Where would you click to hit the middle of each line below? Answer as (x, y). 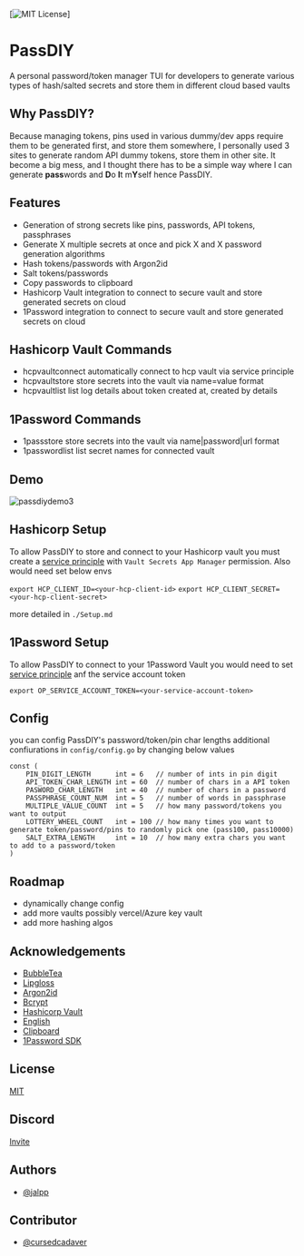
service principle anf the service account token (98, 674)
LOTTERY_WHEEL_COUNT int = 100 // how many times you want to (150, 822)
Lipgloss (38, 983)
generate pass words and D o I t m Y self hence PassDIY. (111, 174)
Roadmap (37, 882)
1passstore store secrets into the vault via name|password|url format (151, 441)
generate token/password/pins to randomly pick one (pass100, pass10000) (152, 830)
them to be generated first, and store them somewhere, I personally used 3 (150, 145)
